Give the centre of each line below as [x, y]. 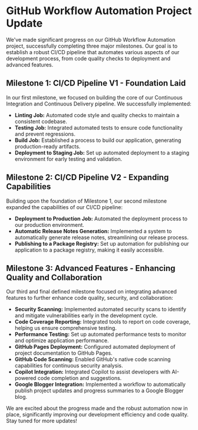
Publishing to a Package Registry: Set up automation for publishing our [102, 243]
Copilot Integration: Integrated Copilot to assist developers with [93, 372]
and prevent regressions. [45, 134]
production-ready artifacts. [47, 146]
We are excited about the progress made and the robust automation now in [97, 408]
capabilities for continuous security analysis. [69, 366]
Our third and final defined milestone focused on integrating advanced [91, 292]
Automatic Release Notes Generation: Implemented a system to [93, 231]
